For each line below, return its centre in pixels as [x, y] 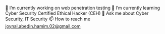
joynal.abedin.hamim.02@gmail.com [43, 26]
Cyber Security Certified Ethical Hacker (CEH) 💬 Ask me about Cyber [77, 13]
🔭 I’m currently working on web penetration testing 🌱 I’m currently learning [83, 8]
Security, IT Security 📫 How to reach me [48, 19]
